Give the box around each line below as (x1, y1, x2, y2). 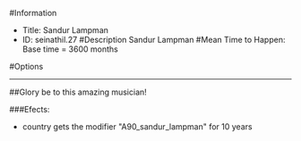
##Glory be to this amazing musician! (9, 87, 148, 97)
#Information (9, 8, 57, 18)
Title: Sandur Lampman (21, 25, 109, 35)
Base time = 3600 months (21, 44, 118, 54)
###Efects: (9, 104, 50, 114)
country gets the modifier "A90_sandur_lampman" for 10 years (21, 121, 253, 132)
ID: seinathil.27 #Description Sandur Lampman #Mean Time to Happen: (21, 35, 286, 45)
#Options (9, 62, 44, 71)
